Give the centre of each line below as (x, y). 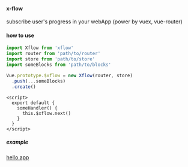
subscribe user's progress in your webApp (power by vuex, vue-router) (95, 22)
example (17, 142)
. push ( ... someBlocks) (39, 81)
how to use (20, 35)
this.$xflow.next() (46, 113)
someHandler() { (38, 108)
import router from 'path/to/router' (53, 54)
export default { (33, 103)
